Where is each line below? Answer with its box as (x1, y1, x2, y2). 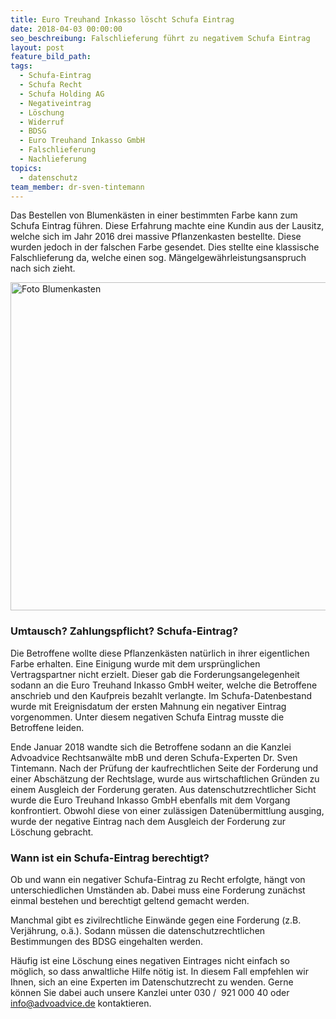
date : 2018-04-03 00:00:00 (10, 24, 123, 34)
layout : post (10, 42, 65, 53)
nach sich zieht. (10, 262, 76, 275)
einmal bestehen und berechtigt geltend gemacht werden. (10, 894, 250, 906)
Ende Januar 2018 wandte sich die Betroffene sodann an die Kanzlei (10, 741, 292, 753)
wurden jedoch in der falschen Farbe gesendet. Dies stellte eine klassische (10, 241, 320, 253)
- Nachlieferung (19, 154, 87, 164)
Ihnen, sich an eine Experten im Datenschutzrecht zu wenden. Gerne (10, 976, 294, 988)
